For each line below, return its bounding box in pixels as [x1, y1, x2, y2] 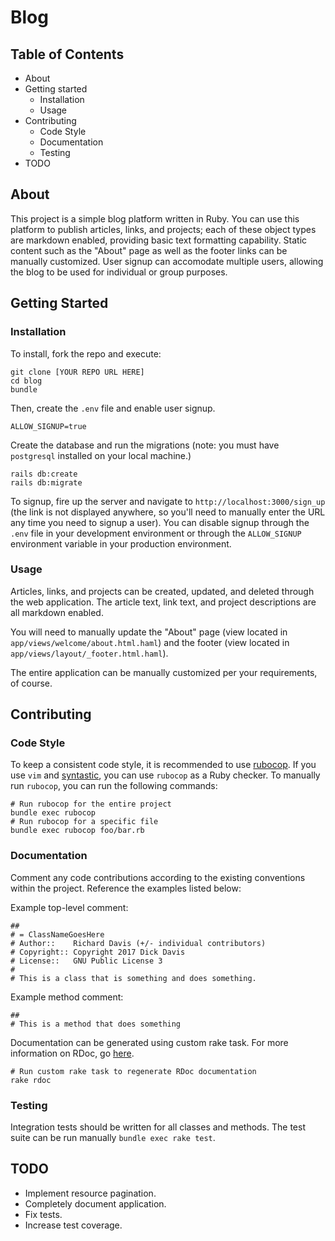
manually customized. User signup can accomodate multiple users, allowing [10, 255, 324, 267]
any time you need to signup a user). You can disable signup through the [10, 516, 310, 528]
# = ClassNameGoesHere [10, 929, 105, 940]
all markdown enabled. [10, 606, 104, 618]
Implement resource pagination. [24, 1187, 157, 1199]
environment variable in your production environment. [10, 537, 232, 550]
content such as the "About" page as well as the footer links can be [10, 244, 288, 256]
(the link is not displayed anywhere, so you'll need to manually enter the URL [10, 506, 326, 518]
